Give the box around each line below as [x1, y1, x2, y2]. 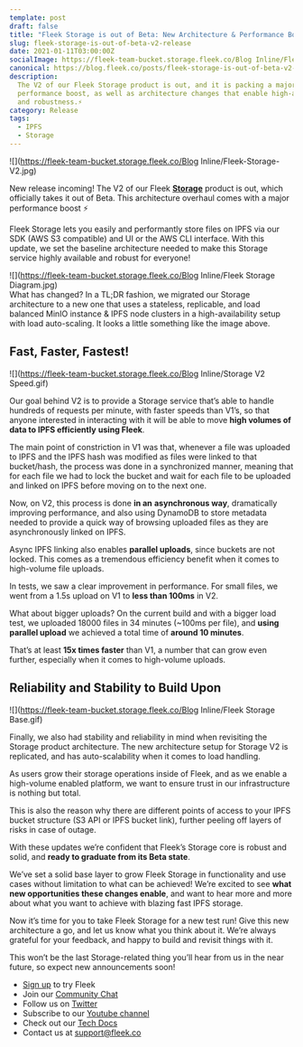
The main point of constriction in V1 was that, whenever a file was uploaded [9, 441, 291, 452]
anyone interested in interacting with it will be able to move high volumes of [9, 414, 291, 425]
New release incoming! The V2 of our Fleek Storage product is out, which [9, 183, 284, 193]
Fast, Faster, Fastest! [9, 344, 129, 360]
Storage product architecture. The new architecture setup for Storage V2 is [9, 740, 289, 751]
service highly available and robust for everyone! [9, 252, 191, 263]
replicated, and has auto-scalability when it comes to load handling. [9, 750, 262, 761]
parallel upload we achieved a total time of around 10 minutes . [9, 627, 244, 637]
